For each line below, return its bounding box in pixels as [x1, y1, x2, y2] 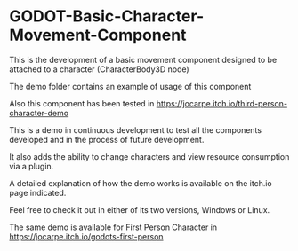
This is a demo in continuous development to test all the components [9, 124, 262, 135]
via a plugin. [9, 161, 54, 171]
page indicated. [9, 187, 67, 198]
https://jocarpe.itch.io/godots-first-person [9, 231, 164, 241]
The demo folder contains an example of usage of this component [9, 81, 252, 91]
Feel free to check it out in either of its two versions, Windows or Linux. [9, 204, 270, 215]
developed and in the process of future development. [9, 134, 205, 145]
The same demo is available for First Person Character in [9, 222, 218, 232]
